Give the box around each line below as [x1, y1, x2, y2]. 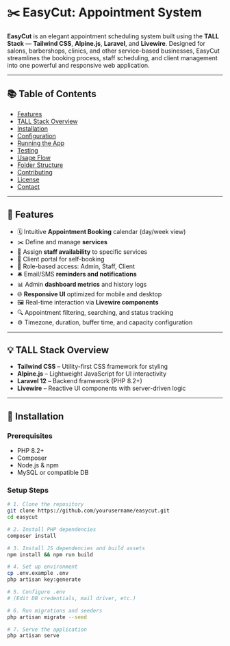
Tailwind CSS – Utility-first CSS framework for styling [16, 363, 168, 371]
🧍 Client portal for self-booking [16, 255, 105, 263]
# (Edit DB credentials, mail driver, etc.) [7, 595, 136, 602]
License [16, 175, 40, 183]
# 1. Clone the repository [7, 501, 84, 508]
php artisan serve [7, 632, 60, 639]
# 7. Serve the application [7, 626, 88, 633]
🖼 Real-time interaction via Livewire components [16, 298, 159, 306]
